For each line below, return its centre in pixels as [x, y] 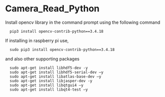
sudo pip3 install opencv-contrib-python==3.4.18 [62, 49]
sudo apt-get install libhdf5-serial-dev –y [57, 72]
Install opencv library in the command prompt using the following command [83, 22]
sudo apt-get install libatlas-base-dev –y [55, 76]
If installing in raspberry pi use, [37, 41]
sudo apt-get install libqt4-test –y [49, 90]
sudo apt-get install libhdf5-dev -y [49, 68]
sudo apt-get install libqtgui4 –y [47, 85]
